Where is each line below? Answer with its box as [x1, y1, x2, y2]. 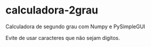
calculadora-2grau [5, 4, 98, 17]
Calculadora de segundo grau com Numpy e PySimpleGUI [5, 23, 146, 30]
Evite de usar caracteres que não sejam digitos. [5, 34, 121, 41]
